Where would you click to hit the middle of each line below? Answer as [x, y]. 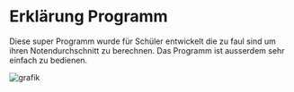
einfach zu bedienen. [49, 60]
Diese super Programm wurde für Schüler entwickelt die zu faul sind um [143, 41]
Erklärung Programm [89, 17]
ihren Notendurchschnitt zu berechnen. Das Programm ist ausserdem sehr [147, 50]
